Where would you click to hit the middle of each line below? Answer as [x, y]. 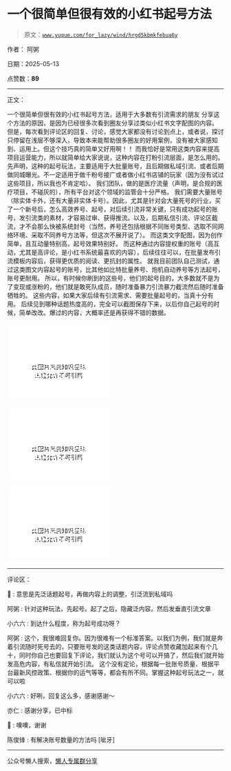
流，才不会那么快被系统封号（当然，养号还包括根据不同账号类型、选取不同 [112, 226]
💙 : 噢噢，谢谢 [27, 725]
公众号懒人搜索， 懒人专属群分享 [52, 761]
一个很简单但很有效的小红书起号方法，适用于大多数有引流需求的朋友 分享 [110, 114]
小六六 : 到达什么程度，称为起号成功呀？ [64, 623]
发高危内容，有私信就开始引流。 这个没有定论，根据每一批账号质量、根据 [110, 663]
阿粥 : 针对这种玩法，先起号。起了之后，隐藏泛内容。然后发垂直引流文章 [109, 608]
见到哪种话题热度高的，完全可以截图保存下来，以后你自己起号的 [123, 303]
